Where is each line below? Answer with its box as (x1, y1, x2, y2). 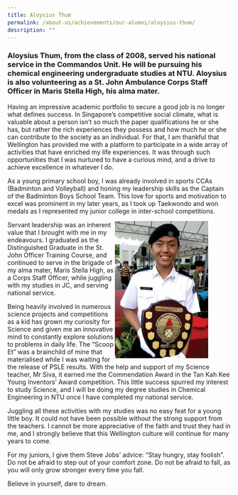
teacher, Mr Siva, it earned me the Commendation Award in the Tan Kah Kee (7, 370, 230, 379)
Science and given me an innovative (7, 325, 114, 333)
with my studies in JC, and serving (7, 281, 109, 289)
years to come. (7, 437, 51, 445)
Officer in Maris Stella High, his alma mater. (7, 86, 160, 96)
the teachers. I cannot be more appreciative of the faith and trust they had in (7, 421, 231, 430)
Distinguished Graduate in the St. (7, 243, 104, 251)
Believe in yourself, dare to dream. (7, 479, 108, 488)
